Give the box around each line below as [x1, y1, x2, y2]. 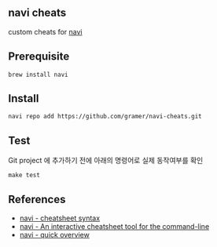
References [8, 192, 66, 206]
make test [8, 172, 41, 180]
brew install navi [8, 71, 68, 78]
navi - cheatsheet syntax [19, 213, 101, 223]
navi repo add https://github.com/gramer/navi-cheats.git [8, 113, 202, 121]
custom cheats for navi [8, 27, 83, 36]
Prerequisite [8, 50, 70, 64]
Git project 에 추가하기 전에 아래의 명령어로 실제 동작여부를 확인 [8, 156, 204, 165]
